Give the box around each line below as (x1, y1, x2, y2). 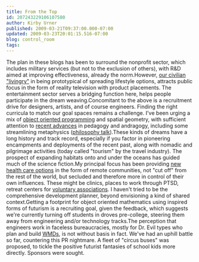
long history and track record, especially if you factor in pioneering (6, 135, 170, 142)
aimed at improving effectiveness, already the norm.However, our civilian (6, 71, 186, 78)
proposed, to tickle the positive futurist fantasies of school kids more (6, 243, 176, 250)
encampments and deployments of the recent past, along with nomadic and (6, 141, 193, 148)
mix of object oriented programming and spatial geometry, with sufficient (6, 115, 186, 123)
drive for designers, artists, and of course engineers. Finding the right (6, 103, 178, 110)
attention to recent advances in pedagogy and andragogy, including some (6, 122, 188, 129)
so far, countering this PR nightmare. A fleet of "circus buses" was (6, 236, 169, 243)
